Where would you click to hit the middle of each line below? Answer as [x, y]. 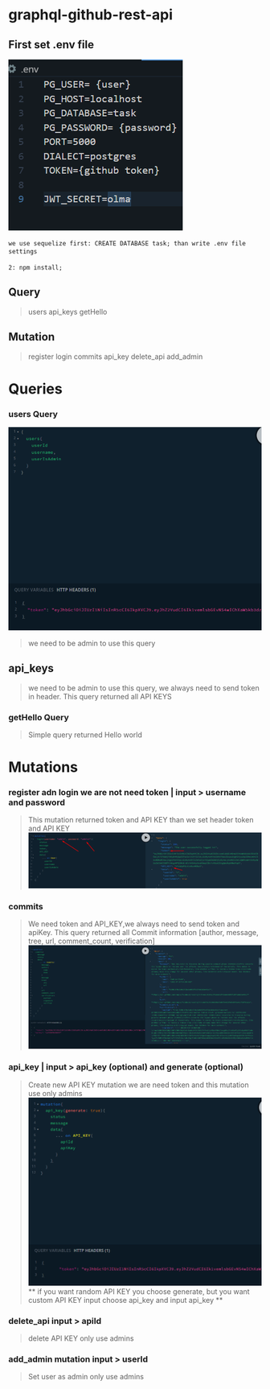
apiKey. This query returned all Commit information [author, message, [143, 933]
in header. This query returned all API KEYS [100, 696]
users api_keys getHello [67, 311]
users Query [33, 414]
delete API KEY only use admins [81, 1338]
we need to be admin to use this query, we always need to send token [143, 688]
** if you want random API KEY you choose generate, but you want [139, 1291]
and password [37, 802]
